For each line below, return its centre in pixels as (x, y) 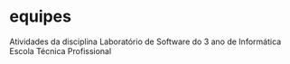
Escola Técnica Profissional (61, 50)
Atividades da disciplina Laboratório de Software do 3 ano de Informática (145, 41)
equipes (41, 17)
